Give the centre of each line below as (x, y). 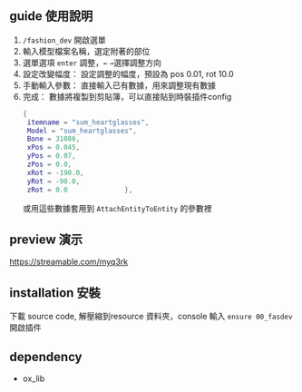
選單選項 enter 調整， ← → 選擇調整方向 (92, 63)
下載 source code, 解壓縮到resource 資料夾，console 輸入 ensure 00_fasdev (151, 317)
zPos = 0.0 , (49, 165)
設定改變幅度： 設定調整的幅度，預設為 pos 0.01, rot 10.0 (128, 73)
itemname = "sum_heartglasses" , (88, 122)
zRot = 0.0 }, (80, 190)
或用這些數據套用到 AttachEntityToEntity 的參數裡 (117, 208)
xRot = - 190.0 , (55, 172)
